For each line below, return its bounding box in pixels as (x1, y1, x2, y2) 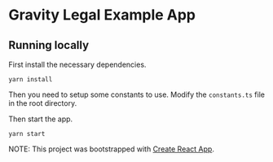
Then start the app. (8, 114, 73, 124)
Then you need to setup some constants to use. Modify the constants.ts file (8, 90, 265, 99)
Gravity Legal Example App (8, 6, 196, 24)
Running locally (8, 38, 90, 52)
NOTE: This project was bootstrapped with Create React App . (8, 144, 214, 154)
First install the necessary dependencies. (8, 59, 147, 69)
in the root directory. (8, 99, 77, 107)
